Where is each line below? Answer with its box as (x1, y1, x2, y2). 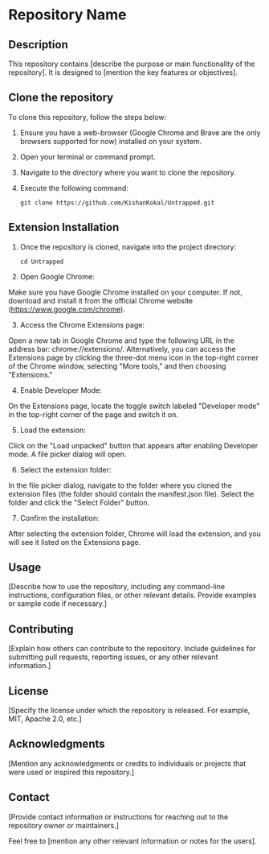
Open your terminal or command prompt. (19, 151, 156, 162)
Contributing (8, 622, 74, 636)
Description (8, 38, 68, 52)
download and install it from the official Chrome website (8, 295, 194, 305)
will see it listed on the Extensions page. (8, 537, 141, 547)
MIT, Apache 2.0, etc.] (8, 714, 82, 724)
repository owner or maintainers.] (8, 820, 119, 830)
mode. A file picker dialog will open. (8, 449, 127, 459)
